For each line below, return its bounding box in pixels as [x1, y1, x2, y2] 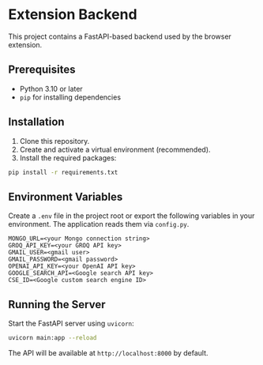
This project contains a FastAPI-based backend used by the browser [8, 32, 231, 41]
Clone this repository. [19, 136, 90, 145]
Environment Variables [8, 190, 123, 203]
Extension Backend [8, 6, 137, 24]
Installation [8, 115, 65, 129]
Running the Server [8, 298, 106, 311]
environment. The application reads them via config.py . [8, 220, 190, 229]
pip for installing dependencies [19, 92, 121, 102]
